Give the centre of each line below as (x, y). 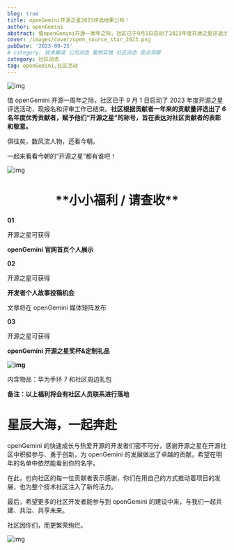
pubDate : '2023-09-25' (40, 46)
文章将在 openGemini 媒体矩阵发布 (57, 307)
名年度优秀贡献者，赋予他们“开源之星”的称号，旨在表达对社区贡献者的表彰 (114, 117)
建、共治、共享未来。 (38, 510)
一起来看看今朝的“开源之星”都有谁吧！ (62, 156)
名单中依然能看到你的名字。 (59, 463)
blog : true (23, 14)
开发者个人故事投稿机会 (41, 292)
